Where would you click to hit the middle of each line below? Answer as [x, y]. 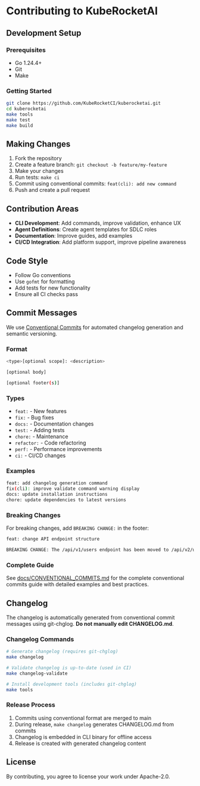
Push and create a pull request [52, 190]
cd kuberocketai [26, 109]
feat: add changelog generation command [57, 483]
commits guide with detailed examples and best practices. [77, 585]
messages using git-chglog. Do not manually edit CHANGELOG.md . [90, 623]
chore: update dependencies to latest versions [66, 500]
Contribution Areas [43, 209]
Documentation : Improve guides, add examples [74, 236]
